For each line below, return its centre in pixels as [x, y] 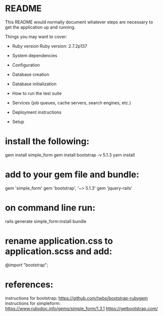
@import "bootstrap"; [27, 265]
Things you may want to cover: [36, 37]
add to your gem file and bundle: [72, 175]
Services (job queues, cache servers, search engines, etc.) [71, 102]
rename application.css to [59, 241]
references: [29, 285]
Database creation [31, 74]
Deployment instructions [37, 112]
